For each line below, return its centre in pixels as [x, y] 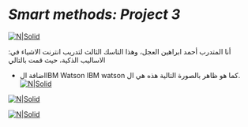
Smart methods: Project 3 [94, 15]
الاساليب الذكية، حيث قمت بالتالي [57, 60]
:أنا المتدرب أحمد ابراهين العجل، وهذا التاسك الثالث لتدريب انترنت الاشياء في [120, 51]
